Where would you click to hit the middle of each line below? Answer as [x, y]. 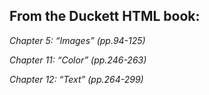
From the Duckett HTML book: [105, 16]
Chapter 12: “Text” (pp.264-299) [76, 79]
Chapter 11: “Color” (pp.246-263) [78, 60]
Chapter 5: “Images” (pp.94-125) [77, 40]
